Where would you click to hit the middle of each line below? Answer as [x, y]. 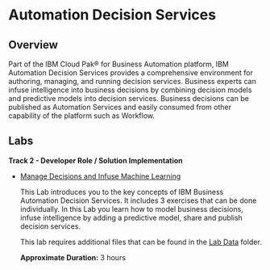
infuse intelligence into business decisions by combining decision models [130, 90]
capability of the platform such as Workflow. [82, 116]
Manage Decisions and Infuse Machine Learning [100, 176]
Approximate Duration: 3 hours [73, 257]
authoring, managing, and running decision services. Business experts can [132, 81]
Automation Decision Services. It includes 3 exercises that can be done [138, 200]
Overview [33, 45]
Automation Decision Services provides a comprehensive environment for [131, 73]
